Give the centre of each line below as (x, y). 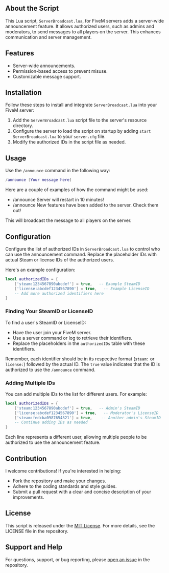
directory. (23, 126)
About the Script (32, 8)
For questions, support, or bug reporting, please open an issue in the (78, 559)
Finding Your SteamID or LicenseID (49, 311)
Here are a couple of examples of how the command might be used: (77, 190)
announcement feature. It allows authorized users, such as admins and (80, 26)
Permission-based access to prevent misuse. (60, 71)
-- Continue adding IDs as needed (51, 422)
